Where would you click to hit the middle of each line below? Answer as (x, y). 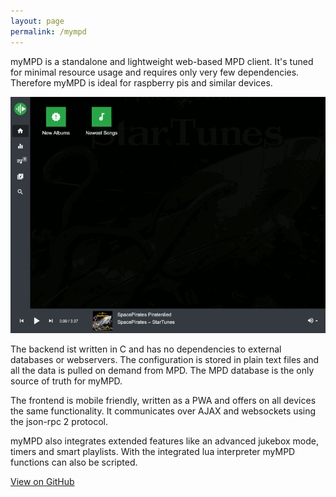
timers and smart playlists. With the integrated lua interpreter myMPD (153, 451)
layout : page (37, 21)
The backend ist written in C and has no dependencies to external (146, 349)
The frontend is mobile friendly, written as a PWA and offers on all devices (163, 400)
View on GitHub (42, 481)
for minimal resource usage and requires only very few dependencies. (155, 72)
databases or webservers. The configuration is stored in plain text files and (165, 359)
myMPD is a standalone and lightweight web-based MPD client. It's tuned (162, 61)
